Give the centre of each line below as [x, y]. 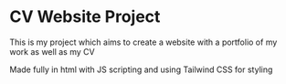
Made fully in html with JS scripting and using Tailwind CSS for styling [141, 69]
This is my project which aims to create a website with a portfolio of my [143, 42]
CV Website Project [85, 17]
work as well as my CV [52, 51]
